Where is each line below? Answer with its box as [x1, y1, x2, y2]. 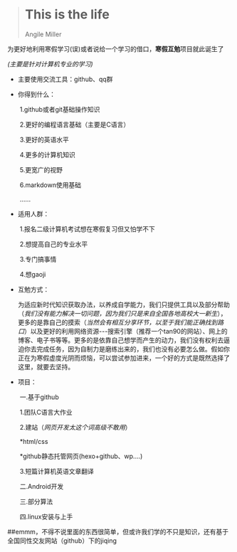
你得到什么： [17, 90, 56, 98]
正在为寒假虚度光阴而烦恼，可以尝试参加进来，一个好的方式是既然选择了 [17, 354, 230, 362]
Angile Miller [24, 30, 62, 38]
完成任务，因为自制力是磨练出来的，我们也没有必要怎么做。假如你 [36, 344, 230, 353]
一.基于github [19, 393, 59, 401]
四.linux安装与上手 [19, 512, 73, 521]
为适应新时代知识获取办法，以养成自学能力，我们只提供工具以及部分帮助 [17, 300, 230, 309]
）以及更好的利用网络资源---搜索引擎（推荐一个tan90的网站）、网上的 [23, 327, 228, 335]
